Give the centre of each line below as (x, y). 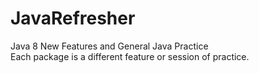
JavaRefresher (73, 18)
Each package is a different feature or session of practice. (130, 56)
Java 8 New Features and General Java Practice (109, 46)
